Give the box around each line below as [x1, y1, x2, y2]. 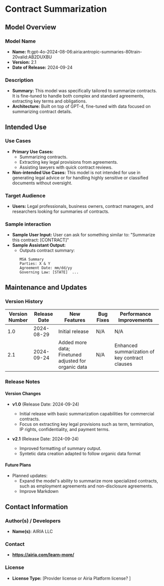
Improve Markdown [19, 488, 59, 494]
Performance [120, 310, 151, 317]
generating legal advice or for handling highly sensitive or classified [12, 175, 148, 180]
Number [8, 317, 28, 324]
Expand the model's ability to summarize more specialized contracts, [19, 478, 159, 484]
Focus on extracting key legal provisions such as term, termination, [19, 421, 155, 427]
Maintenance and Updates [5, 283, 87, 291]
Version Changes [5, 390, 41, 396]
